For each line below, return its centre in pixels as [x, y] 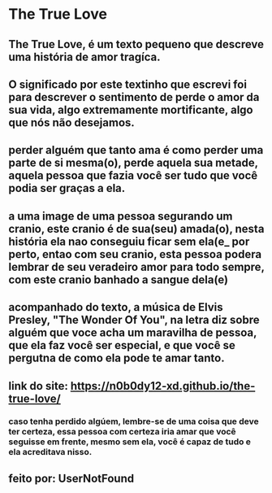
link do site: [39, 386]
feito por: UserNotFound [71, 478]
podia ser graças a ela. [67, 188]
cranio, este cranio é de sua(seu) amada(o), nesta [136, 229]
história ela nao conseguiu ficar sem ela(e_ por [129, 241]
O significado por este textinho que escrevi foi [128, 84]
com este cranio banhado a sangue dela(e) [119, 279]
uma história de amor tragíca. [84, 57]
